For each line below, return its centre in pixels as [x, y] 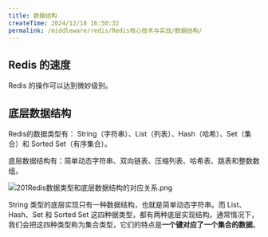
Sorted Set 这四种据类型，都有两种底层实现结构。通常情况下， [156, 215]
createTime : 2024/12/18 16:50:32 [64, 23]
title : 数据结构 [33, 16]
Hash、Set [26, 215]
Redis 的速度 [39, 65]
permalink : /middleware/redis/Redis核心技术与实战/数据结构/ [105, 30]
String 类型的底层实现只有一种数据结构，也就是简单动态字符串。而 [117, 205]
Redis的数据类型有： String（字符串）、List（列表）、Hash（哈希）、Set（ [126, 134]
